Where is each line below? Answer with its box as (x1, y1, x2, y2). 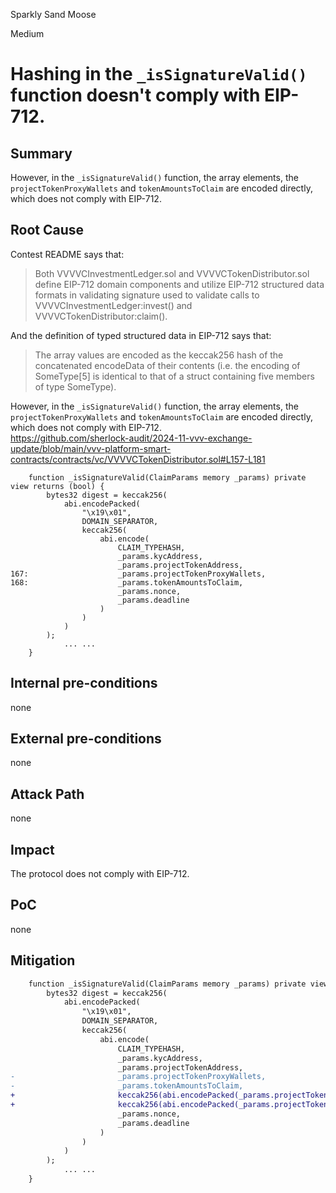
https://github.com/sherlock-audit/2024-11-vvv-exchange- (10, 432, 253, 444)
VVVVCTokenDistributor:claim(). (34, 310, 168, 322)
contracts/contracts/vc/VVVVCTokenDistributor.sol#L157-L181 (10, 453, 266, 465)
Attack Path (10, 785, 85, 803)
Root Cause (10, 222, 85, 239)
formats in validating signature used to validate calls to (34, 289, 260, 301)
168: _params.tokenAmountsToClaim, (10, 577, 244, 588)
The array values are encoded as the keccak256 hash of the (34, 349, 284, 361)
